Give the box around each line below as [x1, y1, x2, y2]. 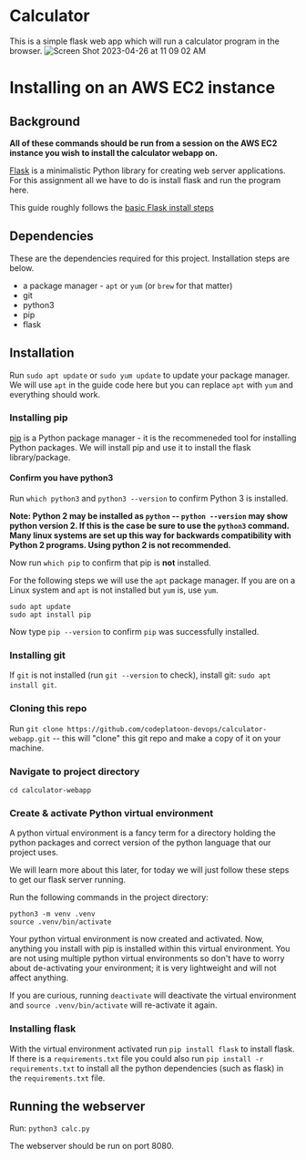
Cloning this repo [9, 702, 87, 715]
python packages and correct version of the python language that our [9, 837, 271, 848]
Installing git [9, 648, 66, 661]
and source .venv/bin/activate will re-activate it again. [9, 999, 218, 1010]
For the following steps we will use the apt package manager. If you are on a [9, 575, 296, 586]
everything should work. [9, 388, 101, 399]
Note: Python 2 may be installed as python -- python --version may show [9, 511, 289, 522]
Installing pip [9, 411, 68, 424]
